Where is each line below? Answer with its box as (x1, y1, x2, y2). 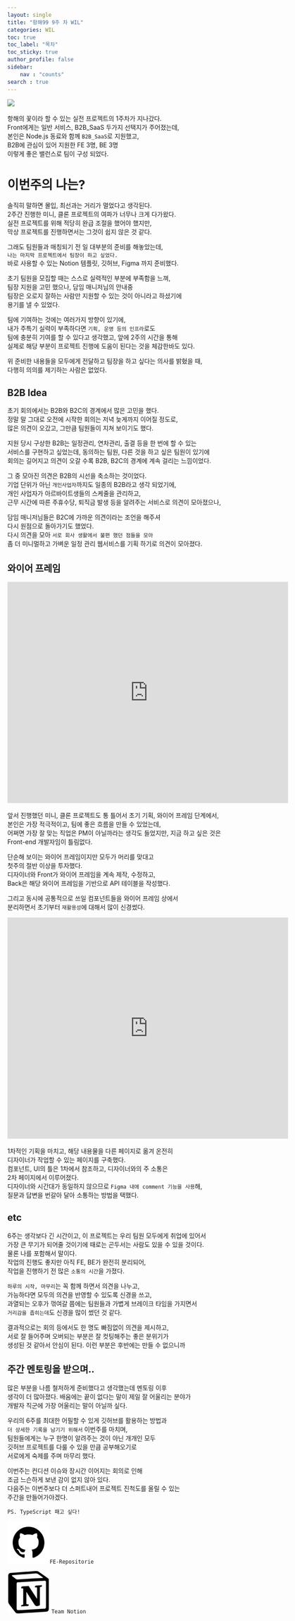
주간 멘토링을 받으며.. (7, 1363, 95, 1375)
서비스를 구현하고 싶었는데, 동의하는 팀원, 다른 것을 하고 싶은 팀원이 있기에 (7, 448, 210, 457)
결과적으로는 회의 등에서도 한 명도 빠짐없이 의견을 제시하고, (7, 1323, 169, 1332)
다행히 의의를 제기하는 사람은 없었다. (7, 366, 107, 374)
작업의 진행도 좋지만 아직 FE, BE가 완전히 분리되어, (7, 1258, 146, 1266)
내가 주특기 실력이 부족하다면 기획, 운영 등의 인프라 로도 (7, 325, 156, 333)
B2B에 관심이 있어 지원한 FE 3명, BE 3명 (7, 140, 118, 149)
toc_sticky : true (7, 49, 58, 56)
